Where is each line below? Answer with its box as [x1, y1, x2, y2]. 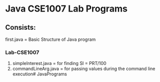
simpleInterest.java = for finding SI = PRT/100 [12, 60, 107, 66]
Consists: [5, 23, 36, 32]
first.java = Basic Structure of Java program [5, 36, 96, 42]
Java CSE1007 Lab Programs [5, 3, 128, 15]
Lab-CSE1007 [5, 49, 39, 56]
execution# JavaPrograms [12, 71, 67, 77]
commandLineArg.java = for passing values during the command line [12, 66, 155, 72]
